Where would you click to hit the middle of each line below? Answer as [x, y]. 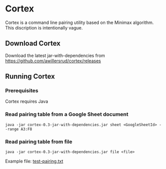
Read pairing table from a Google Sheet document [67, 114]
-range [12, 129]
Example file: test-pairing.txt [34, 161]
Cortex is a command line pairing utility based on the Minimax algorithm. [80, 22]
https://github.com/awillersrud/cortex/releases [53, 61]
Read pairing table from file [39, 142]
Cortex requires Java [27, 101]
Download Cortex [33, 44]
